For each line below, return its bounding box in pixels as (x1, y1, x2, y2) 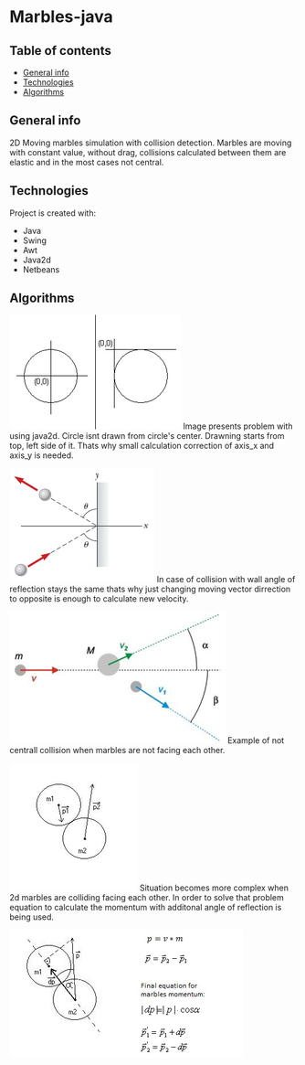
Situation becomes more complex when (139, 882, 289, 893)
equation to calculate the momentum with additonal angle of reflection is (9, 902, 282, 913)
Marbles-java (9, 6, 114, 27)
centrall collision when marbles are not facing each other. (9, 745, 226, 756)
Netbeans (22, 263, 60, 275)
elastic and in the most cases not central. (9, 156, 164, 167)
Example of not (226, 735, 285, 746)
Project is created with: (9, 208, 97, 218)
